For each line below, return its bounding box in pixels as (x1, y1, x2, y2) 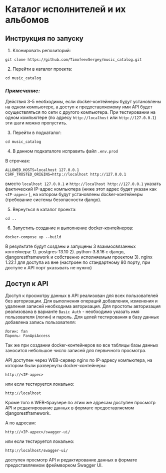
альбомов (5, 14, 49, 26)
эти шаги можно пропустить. (5, 120, 67, 126)
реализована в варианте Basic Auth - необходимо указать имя (5, 308, 140, 314)
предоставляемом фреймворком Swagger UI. (5, 462, 103, 468)
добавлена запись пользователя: (5, 320, 76, 326)
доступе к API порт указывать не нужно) (5, 265, 92, 271)
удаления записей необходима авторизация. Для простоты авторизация (5, 303, 161, 309)
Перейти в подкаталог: (12, 129, 61, 136)
